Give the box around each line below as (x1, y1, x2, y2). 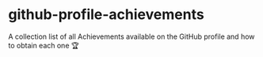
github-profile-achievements (8, 6, 204, 24)
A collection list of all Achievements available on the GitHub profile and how (8, 32, 255, 41)
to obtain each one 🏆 (8, 40, 79, 50)
